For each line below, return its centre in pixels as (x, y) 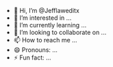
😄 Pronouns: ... (36, 50)
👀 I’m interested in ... (42, 18)
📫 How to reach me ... (45, 40)
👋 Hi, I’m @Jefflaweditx (47, 11)
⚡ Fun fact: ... (32, 57)
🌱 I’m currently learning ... (50, 25)
